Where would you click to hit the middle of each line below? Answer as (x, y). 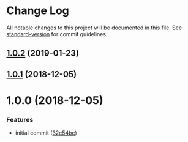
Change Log (38, 11)
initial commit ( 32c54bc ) (46, 133)
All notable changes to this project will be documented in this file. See (94, 28)
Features (20, 119)
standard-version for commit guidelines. (57, 34)
